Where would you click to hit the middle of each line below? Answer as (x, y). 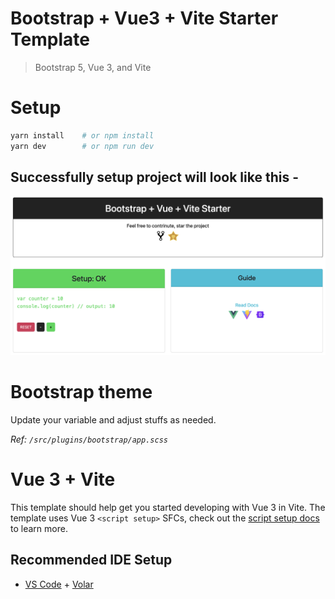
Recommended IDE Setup (91, 560)
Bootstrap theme (81, 392)
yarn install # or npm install (82, 135)
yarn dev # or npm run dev (82, 146)
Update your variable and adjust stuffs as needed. (113, 419)
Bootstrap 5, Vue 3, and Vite (93, 67)
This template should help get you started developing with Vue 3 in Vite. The (168, 507)
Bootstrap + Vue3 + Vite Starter (144, 18)
